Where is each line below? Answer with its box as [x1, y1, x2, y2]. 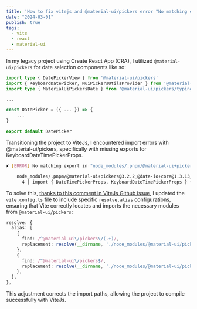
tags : [6, 25, 19, 31]
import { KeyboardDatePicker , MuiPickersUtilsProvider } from [6, 80, 161, 86]
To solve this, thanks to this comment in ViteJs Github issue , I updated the [6, 189, 185, 196]
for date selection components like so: [33, 63, 126, 70]
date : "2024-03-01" [6, 14, 54, 20]
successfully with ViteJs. [6, 297, 66, 303]
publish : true [6, 19, 41, 25]
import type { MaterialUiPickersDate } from [6, 86, 117, 91]
